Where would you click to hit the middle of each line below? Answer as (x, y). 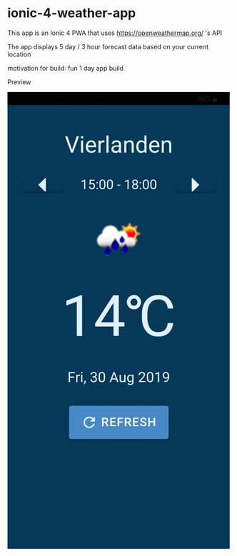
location (19, 54)
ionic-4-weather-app (72, 13)
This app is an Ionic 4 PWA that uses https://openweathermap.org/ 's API (115, 33)
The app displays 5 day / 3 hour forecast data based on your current (108, 46)
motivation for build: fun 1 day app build (65, 68)
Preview (19, 82)
